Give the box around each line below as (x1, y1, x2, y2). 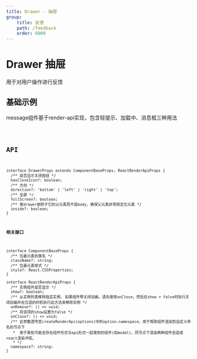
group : (6, 14, 22, 20)
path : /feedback (16, 25, 57, 31)
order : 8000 (16, 31, 46, 37)
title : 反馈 (16, 19, 44, 25)
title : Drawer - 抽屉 (6, 8, 58, 15)
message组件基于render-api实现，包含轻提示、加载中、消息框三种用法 (6, 114, 178, 121)
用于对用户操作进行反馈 (6, 78, 63, 85)
